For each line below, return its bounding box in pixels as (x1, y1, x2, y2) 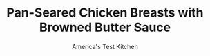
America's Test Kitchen (71, 42, 139, 50)
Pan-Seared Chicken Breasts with (6, 5, 204, 21)
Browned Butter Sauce (39, 19, 171, 35)
